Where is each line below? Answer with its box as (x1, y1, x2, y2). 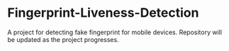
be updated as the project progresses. (7, 35, 119, 43)
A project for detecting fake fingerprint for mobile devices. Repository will (7, 28, 222, 36)
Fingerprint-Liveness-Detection (7, 5, 199, 21)
